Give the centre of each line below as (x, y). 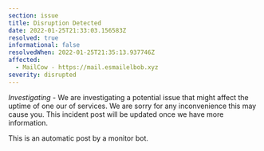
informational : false (44, 45)
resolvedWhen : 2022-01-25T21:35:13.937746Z (82, 52)
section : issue (33, 15)
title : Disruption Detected (55, 23)
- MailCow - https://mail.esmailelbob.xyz (87, 68)
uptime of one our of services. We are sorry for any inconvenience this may (132, 106)
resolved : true (33, 38)
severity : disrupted (43, 75)
